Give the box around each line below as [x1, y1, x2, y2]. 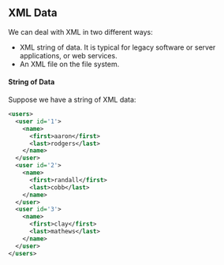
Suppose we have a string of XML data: [8, 95, 136, 105]
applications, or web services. [19, 50, 118, 60]
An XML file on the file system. [19, 59, 120, 69]
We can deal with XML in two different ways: [8, 27, 153, 36]
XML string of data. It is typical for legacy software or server [19, 43, 216, 52]
